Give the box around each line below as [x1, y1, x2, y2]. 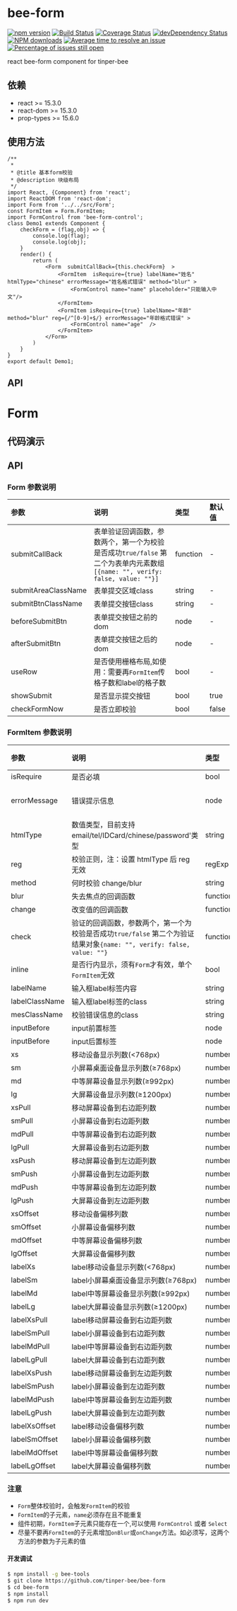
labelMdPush [11, 1394, 54, 1404]
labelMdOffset [11, 1447, 59, 1457]
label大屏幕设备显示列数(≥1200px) [71, 1302, 188, 1312]
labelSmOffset [11, 1434, 59, 1444]
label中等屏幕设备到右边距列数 [71, 1341, 173, 1351]
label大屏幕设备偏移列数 [71, 1461, 152, 1471]
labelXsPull [11, 1314, 48, 1324]
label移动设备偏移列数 [71, 1421, 145, 1431]
